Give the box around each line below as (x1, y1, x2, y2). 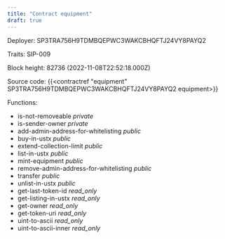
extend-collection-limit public (17, 141, 103, 150)
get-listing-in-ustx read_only (17, 194, 100, 202)
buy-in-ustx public (17, 134, 71, 143)
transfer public (17, 172, 60, 180)
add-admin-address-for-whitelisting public (17, 127, 142, 135)
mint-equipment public (17, 156, 83, 165)
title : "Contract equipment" (7, 10, 93, 18)
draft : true (7, 17, 42, 24)
